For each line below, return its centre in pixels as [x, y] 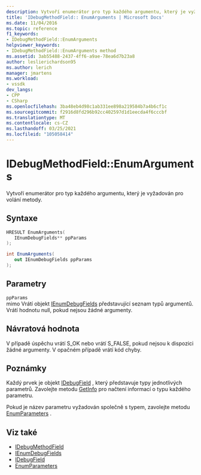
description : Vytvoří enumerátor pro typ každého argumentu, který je [96, 12]
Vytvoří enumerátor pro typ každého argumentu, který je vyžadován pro [95, 193]
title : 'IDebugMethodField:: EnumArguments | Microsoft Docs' [85, 17]
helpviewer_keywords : [33, 46]
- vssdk [16, 84]
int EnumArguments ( [31, 254]
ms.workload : [22, 78]
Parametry [26, 284]
